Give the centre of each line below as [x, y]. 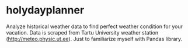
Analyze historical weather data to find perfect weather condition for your [94, 26]
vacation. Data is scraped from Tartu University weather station [82, 32]
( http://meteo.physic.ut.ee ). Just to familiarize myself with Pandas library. [94, 39]
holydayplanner [45, 10]
